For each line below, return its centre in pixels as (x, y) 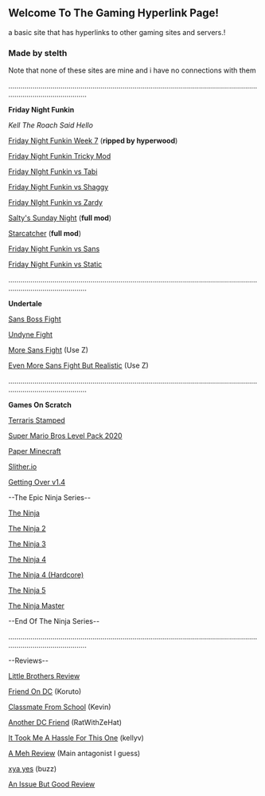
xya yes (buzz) (33, 769)
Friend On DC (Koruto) (45, 692)
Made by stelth (38, 53)
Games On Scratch (40, 405)
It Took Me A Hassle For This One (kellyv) (76, 738)
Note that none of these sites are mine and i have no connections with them (132, 70)
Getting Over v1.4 (37, 483)
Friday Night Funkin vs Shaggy (58, 187)
